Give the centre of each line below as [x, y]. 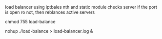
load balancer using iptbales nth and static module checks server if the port [81, 7]
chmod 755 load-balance [30, 22]
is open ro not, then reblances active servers [50, 12]
